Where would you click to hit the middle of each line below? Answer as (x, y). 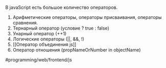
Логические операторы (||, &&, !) (48, 39)
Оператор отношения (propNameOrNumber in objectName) (77, 50)
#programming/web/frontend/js (39, 60)
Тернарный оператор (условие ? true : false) (61, 28)
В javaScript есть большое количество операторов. (61, 7)
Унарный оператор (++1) (39, 33)
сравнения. (25, 23)
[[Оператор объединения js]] (45, 44)
